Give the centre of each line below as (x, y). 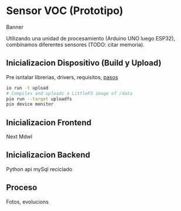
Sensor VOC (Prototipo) (65, 11)
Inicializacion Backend (48, 155)
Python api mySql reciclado (39, 169)
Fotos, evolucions (27, 202)
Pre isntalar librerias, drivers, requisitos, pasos (62, 77)
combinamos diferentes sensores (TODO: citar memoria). (76, 45)
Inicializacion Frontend (49, 122)
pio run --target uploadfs (39, 99)
